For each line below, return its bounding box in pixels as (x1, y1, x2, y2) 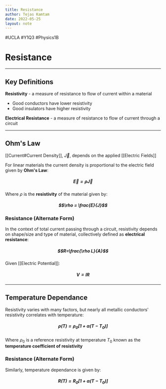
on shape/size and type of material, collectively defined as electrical (5, 231, 145, 237)
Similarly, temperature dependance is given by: (5, 367, 101, 373)
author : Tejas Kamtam (5, 12, 50, 17)
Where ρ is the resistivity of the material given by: (5, 191, 108, 197)
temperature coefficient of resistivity (5, 343, 83, 349)
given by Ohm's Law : (5, 167, 48, 173)
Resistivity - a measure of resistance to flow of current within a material (5, 91, 152, 96)
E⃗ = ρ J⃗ (73, 178, 93, 184)
